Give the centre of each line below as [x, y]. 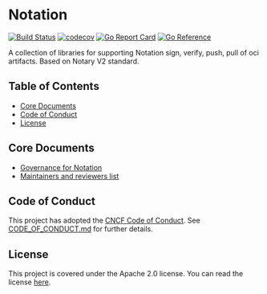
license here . [30, 282]
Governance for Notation [61, 167]
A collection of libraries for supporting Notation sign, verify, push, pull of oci [133, 52]
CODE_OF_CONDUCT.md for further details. [81, 229]
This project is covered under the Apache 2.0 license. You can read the [126, 274]
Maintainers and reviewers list [69, 176]
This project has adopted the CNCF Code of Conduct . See [104, 220]
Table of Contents [54, 86]
